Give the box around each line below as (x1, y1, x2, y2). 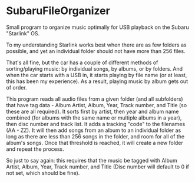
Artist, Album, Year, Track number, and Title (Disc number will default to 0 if (6, 163, 190, 170)
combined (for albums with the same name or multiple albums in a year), (6, 114, 182, 121)
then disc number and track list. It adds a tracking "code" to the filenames (6, 120, 186, 127)
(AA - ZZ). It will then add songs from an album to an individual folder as (6, 127, 181, 134)
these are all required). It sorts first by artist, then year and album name (6, 108, 179, 115)
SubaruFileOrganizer (6, 4, 110, 18)
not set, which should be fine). (6, 169, 80, 176)
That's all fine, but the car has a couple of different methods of (6, 59, 158, 66)
